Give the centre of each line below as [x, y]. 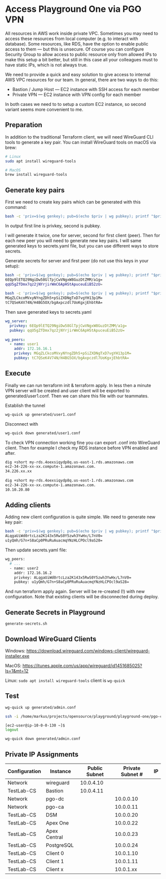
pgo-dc [55, 799]
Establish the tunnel [25, 405]
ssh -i [12, 716]
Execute [18, 373]
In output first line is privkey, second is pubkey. [53, 226]
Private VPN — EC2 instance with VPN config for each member [77, 95]
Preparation [24, 125]
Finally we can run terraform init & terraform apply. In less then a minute [78, 385]
